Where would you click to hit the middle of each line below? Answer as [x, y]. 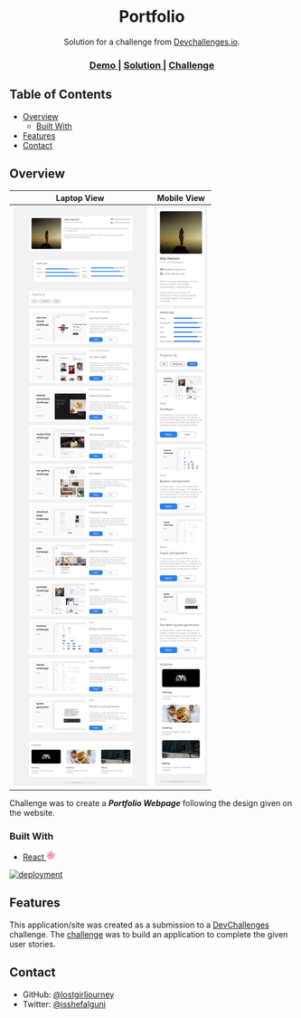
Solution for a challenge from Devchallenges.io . [152, 42]
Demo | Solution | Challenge [152, 65]
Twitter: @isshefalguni [64, 1004]
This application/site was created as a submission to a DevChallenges [139, 925]
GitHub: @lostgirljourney [68, 994]
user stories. [33, 944]
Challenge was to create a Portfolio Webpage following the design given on [151, 802]
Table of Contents [61, 95]
